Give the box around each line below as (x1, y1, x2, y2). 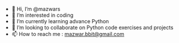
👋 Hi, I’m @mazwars (11, 6, 60, 12)
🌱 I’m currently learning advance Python (11, 18, 109, 24)
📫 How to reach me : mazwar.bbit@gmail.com (11, 31, 124, 37)
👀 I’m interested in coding (11, 12, 74, 19)
